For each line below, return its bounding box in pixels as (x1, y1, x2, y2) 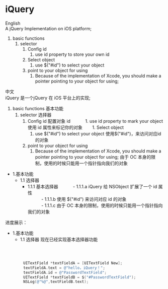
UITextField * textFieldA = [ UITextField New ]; (23, 260, 123, 265)
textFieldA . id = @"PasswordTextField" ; (23, 270, 107, 275)
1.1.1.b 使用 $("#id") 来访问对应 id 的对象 (44, 196, 127, 202)
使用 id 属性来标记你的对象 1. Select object (27, 124, 124, 130)
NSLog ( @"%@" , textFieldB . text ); (23, 279, 89, 284)
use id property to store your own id (35, 51, 110, 57)
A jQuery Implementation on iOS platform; (5, 25, 92, 31)
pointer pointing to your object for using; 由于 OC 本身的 (35, 154, 151, 160)
